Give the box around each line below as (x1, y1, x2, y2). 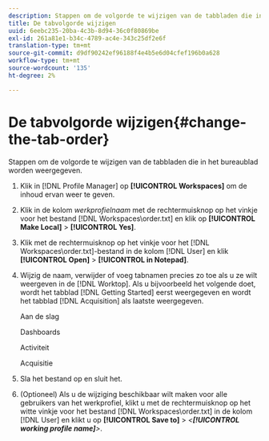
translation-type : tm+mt (8, 42, 91, 50)
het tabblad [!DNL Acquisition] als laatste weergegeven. (19, 296, 204, 305)
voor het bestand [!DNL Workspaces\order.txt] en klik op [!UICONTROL (19, 214, 256, 223)
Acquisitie (19, 358, 54, 368)
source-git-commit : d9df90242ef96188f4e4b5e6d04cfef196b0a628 (8, 49, 220, 57)
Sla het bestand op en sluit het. (19, 374, 122, 383)
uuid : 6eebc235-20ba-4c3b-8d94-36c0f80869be (8, 27, 159, 35)
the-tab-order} (8, 130, 110, 149)
